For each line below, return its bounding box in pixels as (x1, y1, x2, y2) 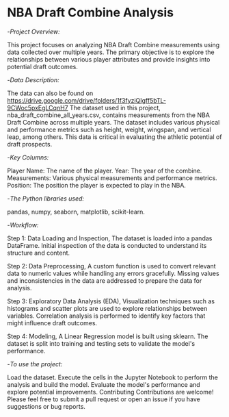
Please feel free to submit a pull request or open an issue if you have (7, 395, 200, 403)
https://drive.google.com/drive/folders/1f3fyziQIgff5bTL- (7, 96, 166, 104)
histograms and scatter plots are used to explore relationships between (7, 304, 208, 312)
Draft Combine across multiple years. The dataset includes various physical (7, 118, 220, 126)
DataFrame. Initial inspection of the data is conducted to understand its (7, 241, 207, 249)
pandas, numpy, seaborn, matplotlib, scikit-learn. (7, 207, 146, 216)
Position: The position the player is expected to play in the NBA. (7, 181, 187, 189)
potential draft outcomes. (7, 62, 79, 71)
